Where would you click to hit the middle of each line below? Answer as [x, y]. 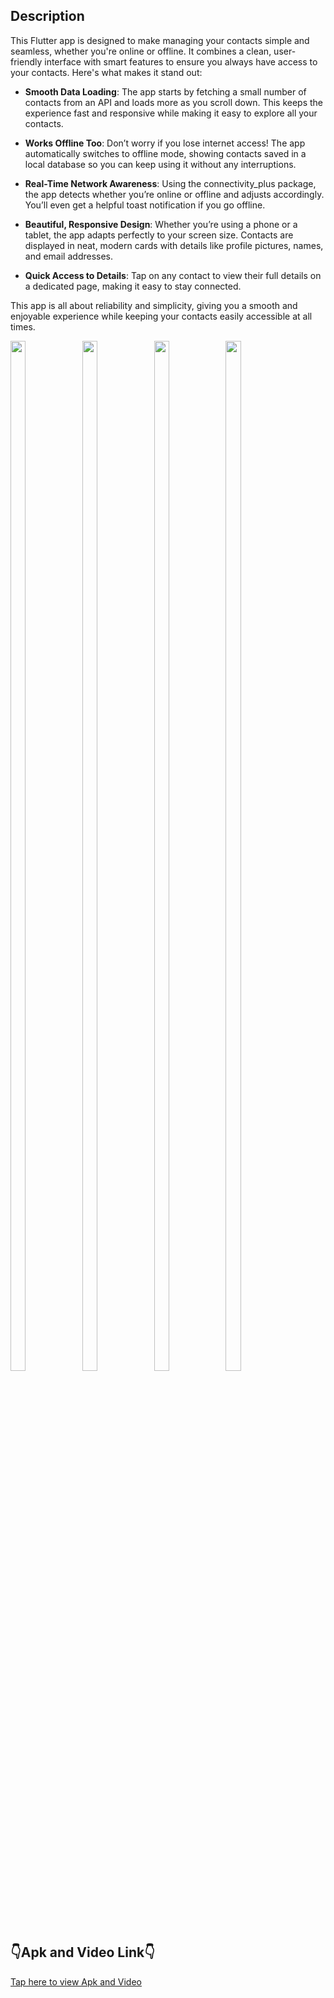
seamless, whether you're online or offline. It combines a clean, [141, 51]
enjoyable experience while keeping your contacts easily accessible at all [161, 316]
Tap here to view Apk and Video [76, 1981]
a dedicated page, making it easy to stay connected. [133, 286]
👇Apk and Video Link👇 [82, 1952]
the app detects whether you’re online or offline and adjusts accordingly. [174, 194]
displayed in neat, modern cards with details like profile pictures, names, [174, 245]
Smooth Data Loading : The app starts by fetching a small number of [165, 91]
